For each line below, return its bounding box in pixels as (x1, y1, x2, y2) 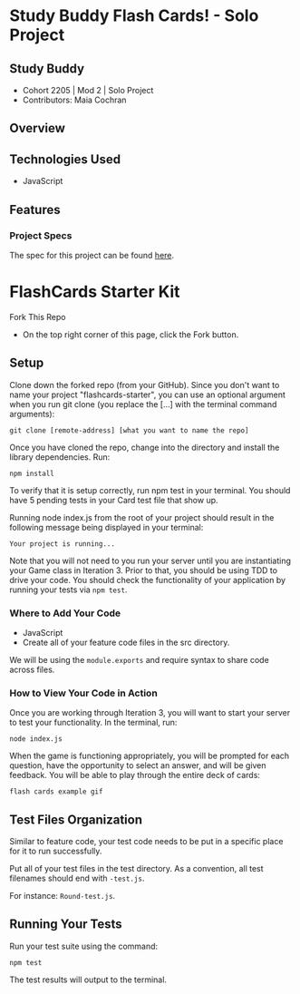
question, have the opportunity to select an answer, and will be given (9, 760, 266, 771)
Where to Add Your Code (9, 607, 121, 619)
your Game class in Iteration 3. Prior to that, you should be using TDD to (9, 564, 278, 576)
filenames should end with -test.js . (9, 872, 145, 884)
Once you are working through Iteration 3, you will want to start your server (9, 707, 291, 718)
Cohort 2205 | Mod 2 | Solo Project (22, 85, 154, 95)
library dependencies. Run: (9, 451, 111, 463)
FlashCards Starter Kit (9, 282, 180, 302)
